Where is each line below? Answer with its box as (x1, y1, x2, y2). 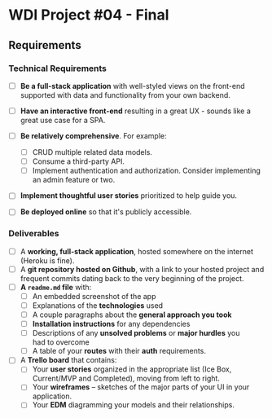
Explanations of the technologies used (32, 300, 164, 310)
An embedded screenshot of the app (32, 291, 156, 301)
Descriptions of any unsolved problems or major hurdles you (32, 328, 240, 338)
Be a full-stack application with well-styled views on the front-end (20, 81, 246, 90)
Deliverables (8, 228, 59, 240)
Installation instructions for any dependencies (32, 319, 191, 329)
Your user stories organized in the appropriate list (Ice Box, (32, 364, 232, 374)
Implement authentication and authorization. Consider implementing (32, 165, 261, 176)
